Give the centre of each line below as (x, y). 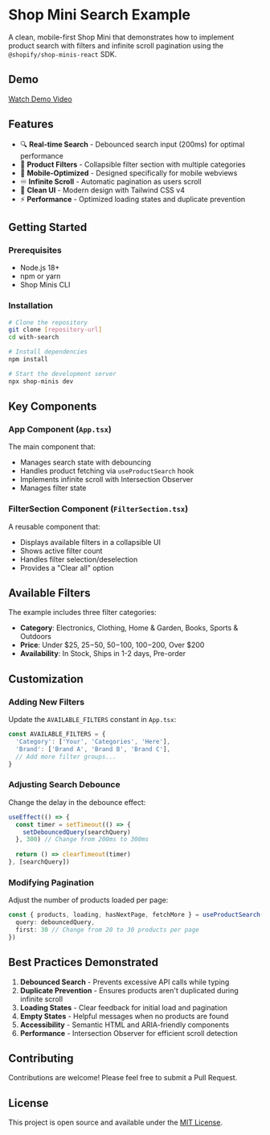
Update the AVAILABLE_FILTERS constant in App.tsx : (92, 720)
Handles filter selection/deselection (79, 559)
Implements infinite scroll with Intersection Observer (106, 480)
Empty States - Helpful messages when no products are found (124, 1016)
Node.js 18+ (40, 268)
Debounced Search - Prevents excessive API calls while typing (125, 982)
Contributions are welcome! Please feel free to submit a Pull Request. (123, 1078)
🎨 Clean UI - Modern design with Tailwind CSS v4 (102, 190)
